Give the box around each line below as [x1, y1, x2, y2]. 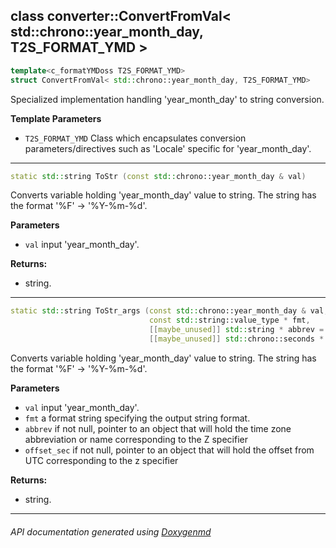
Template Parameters [10, 112, 102, 124]
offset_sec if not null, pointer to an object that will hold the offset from [24, 444, 315, 456]
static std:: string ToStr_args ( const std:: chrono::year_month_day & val [10, 306, 325, 316]
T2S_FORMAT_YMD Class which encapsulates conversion [24, 132, 247, 144]
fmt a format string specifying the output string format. [24, 412, 251, 424]
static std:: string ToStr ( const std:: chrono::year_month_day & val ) [10, 171, 307, 181]
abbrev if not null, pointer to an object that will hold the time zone [24, 422, 292, 434]
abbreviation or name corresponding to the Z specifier [24, 433, 248, 445]
